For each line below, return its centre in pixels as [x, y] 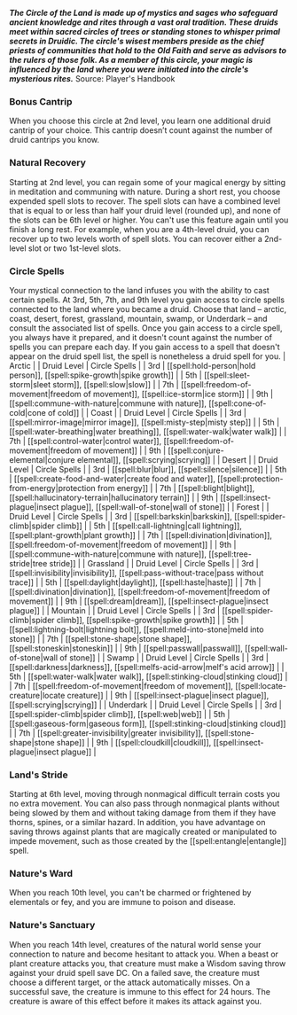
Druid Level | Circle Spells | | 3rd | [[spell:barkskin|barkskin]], [121, 516]
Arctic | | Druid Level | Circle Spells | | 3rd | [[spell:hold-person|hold [133, 365]
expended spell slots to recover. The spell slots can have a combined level [145, 201]
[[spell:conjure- [196, 450]
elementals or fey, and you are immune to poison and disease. [123, 902]
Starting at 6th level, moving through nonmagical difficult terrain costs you [145, 794]
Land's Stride [39, 775]
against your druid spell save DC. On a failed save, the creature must [134, 972]
